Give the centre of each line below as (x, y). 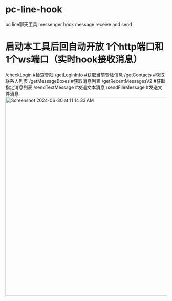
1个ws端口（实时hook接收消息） (74, 60)
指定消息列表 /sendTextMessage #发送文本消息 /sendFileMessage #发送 (82, 87)
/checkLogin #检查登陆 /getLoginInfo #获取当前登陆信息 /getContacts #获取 (85, 75)
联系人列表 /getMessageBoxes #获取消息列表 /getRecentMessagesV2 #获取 (85, 81)
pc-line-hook (34, 9)
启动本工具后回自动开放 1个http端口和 (84, 47)
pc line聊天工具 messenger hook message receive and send (69, 24)
